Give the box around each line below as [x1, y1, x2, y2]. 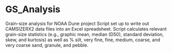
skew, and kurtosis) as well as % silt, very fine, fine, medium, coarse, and [5, 37, 161, 43]
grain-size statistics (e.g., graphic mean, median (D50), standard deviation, [5, 31, 164, 37]
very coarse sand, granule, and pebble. [5, 42, 89, 48]
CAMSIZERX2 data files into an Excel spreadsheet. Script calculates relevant [5, 25, 167, 32]
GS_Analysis [5, 4, 61, 15]
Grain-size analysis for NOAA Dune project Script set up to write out [5, 20, 149, 26]
